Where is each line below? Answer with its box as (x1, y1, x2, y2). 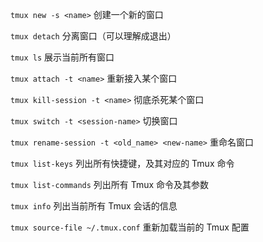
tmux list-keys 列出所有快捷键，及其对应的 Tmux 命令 (10, 158, 235, 169)
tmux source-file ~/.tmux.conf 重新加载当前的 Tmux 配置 (10, 221, 250, 233)
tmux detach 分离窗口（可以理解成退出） (10, 30, 177, 42)
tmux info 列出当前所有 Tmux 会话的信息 (10, 200, 178, 212)
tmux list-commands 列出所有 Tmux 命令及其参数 (10, 179, 210, 190)
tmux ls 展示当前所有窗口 (10, 51, 115, 63)
